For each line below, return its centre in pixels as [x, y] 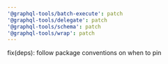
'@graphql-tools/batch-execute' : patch [65, 14]
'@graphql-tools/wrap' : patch [51, 33]
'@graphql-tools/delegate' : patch [58, 20]
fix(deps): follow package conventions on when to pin [84, 53]
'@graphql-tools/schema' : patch [54, 26]
